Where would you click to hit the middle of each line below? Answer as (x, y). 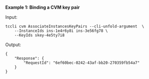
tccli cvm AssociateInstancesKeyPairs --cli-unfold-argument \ (75, 26)
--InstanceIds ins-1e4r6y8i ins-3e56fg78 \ (61, 31)
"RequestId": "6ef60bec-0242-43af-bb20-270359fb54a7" (82, 63)
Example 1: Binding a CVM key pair (42, 7)
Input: (11, 17)
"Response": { (29, 58)
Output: (13, 45)
